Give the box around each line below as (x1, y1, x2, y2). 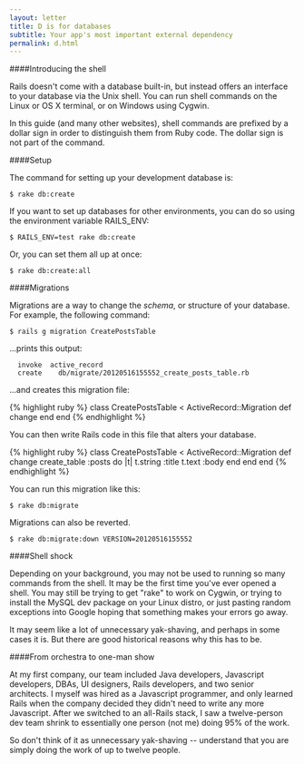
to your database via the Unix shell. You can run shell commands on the (9, 91, 278, 102)
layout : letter (9, 13, 67, 23)
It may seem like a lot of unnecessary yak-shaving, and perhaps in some (9, 624, 280, 635)
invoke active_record (17, 360, 103, 370)
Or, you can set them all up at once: (9, 249, 142, 260)
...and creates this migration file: (9, 385, 130, 396)
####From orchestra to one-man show (9, 651, 155, 662)
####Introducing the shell (9, 64, 107, 74)
